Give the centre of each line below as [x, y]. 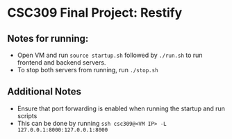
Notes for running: [48, 39]
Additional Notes [44, 92]
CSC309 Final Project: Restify [95, 13]
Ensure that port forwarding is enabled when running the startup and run [121, 108]
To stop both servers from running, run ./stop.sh [88, 70]
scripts [27, 115]
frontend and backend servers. [61, 63]
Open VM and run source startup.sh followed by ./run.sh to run [110, 55]
